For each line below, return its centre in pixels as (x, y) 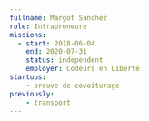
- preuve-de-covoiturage (73, 86)
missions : (28, 35)
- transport (48, 102)
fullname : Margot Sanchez (58, 18)
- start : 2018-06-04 (56, 43)
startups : (28, 77)
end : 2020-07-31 (57, 52)
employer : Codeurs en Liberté (83, 69)
